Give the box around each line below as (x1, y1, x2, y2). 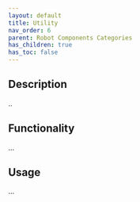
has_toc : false (8, 48, 59, 56)
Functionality (8, 122, 75, 135)
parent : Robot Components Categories (8, 33, 133, 42)
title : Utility (8, 19, 59, 27)
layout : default (8, 11, 62, 20)
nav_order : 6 (8, 26, 51, 34)
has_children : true (8, 41, 73, 49)
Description (8, 78, 67, 91)
